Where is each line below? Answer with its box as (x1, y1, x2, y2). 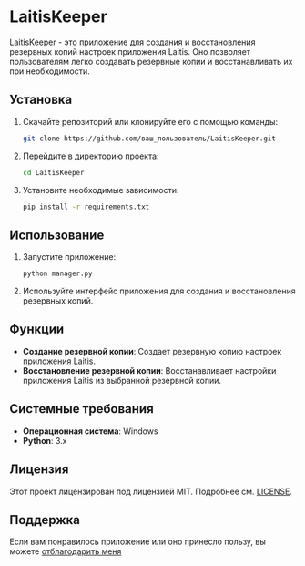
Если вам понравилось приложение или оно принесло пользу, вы (9, 536, 267, 548)
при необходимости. (9, 66, 90, 77)
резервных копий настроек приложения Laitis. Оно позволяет (9, 46, 251, 57)
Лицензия (9, 462, 69, 478)
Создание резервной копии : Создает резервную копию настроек (22, 345, 282, 356)
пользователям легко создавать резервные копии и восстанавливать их (9, 56, 293, 67)
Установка (9, 92, 73, 108)
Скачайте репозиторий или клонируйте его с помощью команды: (22, 116, 279, 127)
